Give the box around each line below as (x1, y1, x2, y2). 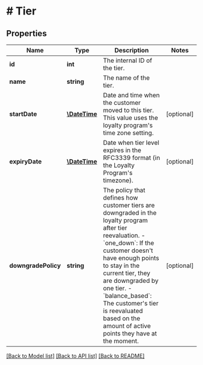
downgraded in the (103, 209, 157, 217)
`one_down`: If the (103, 239, 154, 247)
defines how (103, 194, 138, 202)
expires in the (103, 146, 142, 154)
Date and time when (103, 91, 160, 99)
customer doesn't (103, 246, 153, 255)
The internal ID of (103, 56, 152, 65)
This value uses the (103, 113, 158, 122)
